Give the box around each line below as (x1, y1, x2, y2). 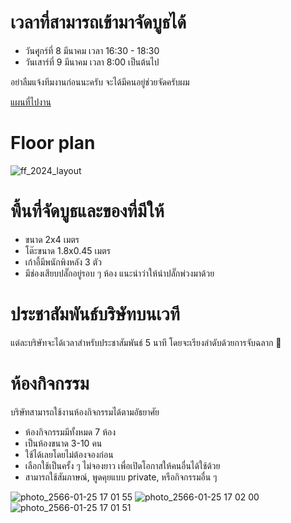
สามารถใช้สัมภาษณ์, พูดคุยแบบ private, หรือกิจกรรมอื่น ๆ (24, 471, 218, 483)
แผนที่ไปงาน (10, 96, 52, 108)
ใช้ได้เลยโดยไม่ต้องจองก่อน (24, 448, 114, 460)
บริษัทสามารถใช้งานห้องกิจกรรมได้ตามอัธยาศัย (10, 406, 160, 418)
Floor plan (10, 132, 96, 155)
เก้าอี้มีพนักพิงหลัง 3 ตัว (24, 256, 102, 268)
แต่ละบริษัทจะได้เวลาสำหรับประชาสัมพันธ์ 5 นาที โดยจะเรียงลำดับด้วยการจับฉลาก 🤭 (10, 336, 282, 348)
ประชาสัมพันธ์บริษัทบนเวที (10, 303, 180, 325)
